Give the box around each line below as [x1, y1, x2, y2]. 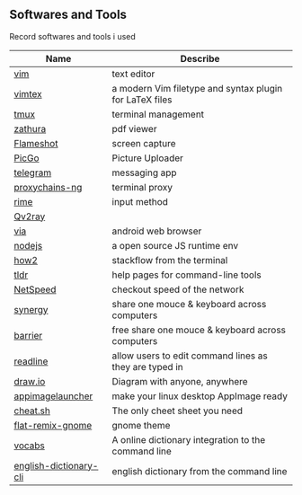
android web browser [111, 225, 202, 237]
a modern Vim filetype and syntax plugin [111, 82, 283, 94]
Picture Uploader [111, 152, 184, 164]
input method [111, 195, 169, 208]
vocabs [13, 439, 45, 452]
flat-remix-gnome [13, 419, 93, 431]
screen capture [111, 137, 177, 149]
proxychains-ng [13, 181, 83, 193]
